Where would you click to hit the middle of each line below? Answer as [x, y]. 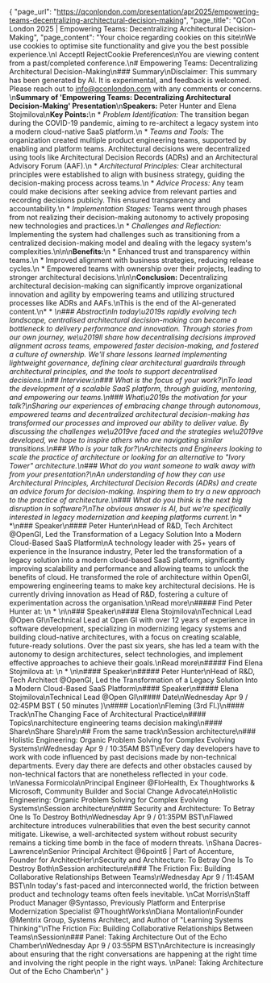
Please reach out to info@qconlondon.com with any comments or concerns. [135, 89]
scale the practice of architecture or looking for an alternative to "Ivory [127, 457]
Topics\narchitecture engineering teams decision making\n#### [116, 723]
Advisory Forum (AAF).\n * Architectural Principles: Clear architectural [126, 166]
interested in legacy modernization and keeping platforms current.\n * [126, 517]
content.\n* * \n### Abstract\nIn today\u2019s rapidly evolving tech [123, 311]
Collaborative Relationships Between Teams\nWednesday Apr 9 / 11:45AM [132, 877]
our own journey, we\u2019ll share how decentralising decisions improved [133, 337]
